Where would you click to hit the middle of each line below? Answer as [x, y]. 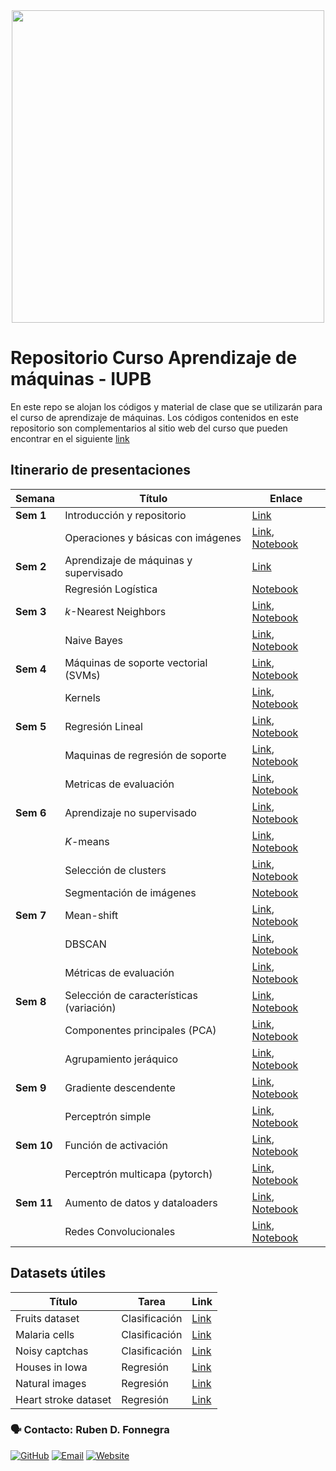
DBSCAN [85, 944]
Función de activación [116, 1145]
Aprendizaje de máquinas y [128, 560]
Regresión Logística [111, 589]
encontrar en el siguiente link [70, 438]
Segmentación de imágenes [130, 892]
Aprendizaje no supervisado [130, 812]
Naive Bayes [94, 640]
